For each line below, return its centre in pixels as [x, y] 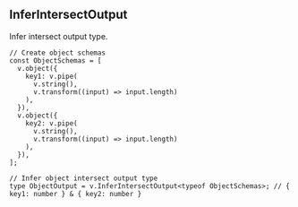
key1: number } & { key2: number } [76, 194]
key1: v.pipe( [51, 76]
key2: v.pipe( [51, 123]
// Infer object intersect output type [84, 178]
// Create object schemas [57, 53]
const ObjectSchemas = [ [55, 60]
